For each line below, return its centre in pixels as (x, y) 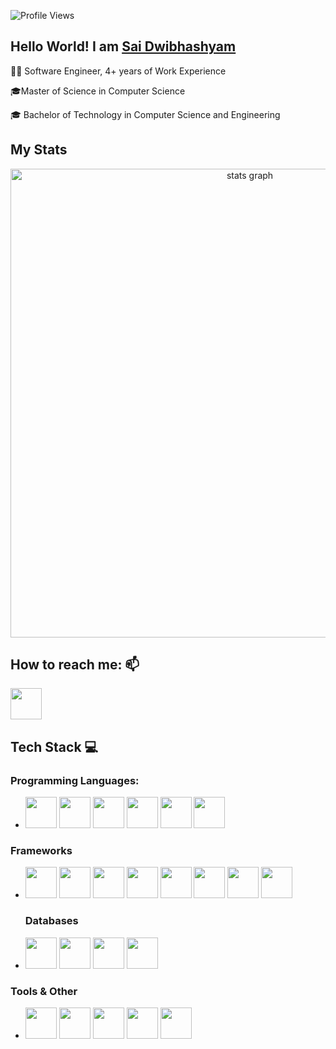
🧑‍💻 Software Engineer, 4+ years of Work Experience (118, 71)
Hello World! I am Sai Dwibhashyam (123, 46)
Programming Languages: (75, 780)
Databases (51, 921)
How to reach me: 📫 (75, 665)
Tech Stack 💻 (54, 746)
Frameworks (41, 851)
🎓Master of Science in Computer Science (98, 91)
